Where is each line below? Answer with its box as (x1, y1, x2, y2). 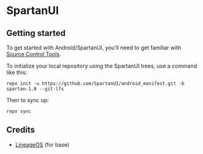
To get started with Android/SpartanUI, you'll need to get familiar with (6, 44, 182, 51)
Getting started (6, 28, 66, 38)
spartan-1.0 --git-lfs (6, 86, 64, 92)
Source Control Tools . (6, 51, 61, 58)
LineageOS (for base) (15, 141, 70, 148)
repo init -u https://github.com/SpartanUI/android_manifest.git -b (6, 80, 185, 86)
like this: (6, 69, 28, 76)
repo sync (6, 108, 32, 114)
